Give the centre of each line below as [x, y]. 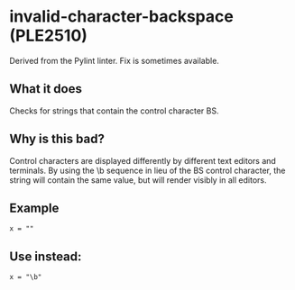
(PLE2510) [49, 36]
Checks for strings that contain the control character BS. [114, 111]
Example [34, 208]
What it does [46, 89]
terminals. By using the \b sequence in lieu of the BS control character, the [147, 170]
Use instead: [46, 256]
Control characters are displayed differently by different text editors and [143, 160]
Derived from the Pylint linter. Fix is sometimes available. [114, 60]
